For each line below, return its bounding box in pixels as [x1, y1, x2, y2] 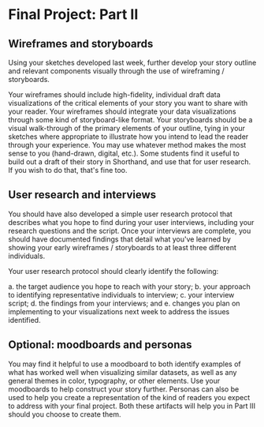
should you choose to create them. [8, 409, 121, 419]
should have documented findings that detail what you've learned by [8, 234, 231, 244]
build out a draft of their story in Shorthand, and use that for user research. [8, 157, 251, 167]
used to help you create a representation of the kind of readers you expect [8, 392, 251, 402]
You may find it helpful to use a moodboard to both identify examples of [8, 359, 242, 369]
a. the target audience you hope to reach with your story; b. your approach [8, 282, 251, 291]
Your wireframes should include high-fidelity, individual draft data [8, 90, 221, 99]
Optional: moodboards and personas [8, 338, 192, 352]
